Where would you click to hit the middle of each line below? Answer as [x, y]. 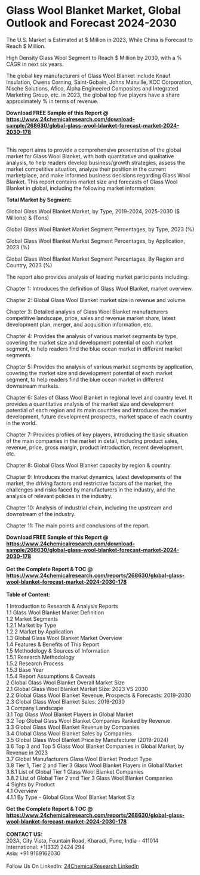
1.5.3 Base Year [25, 669]
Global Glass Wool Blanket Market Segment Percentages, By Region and [95, 259]
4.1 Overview [22, 790]
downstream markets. [33, 386]
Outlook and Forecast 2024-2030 [92, 23]
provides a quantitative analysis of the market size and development [90, 404]
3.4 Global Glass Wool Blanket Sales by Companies [69, 733]
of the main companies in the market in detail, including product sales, [93, 440]
